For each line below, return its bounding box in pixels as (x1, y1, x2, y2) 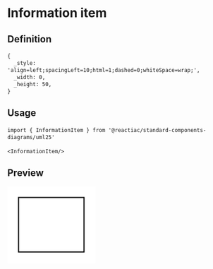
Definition (7, 33, 51, 45)
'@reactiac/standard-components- (108, 126, 207, 133)
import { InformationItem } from (7, 126, 106, 133)
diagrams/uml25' (7, 133, 55, 141)
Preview (7, 167, 44, 179)
